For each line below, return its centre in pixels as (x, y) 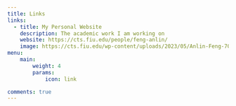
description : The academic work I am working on (92, 33)
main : (28, 60)
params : (44, 72)
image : (29, 46)
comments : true (29, 92)
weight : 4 (47, 66)
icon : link (61, 79)
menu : (15, 53)
